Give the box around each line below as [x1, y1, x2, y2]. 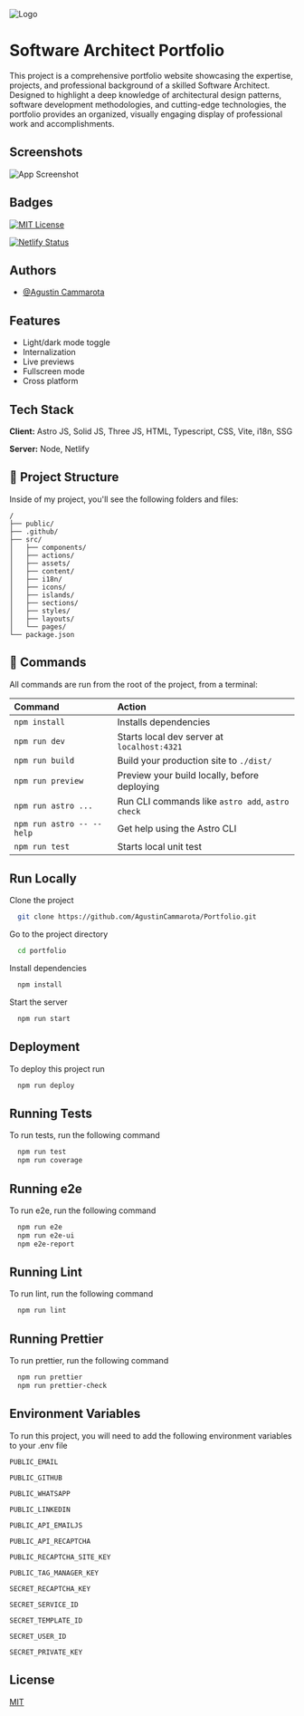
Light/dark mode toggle [22, 337, 111, 348]
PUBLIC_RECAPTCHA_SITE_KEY [9, 1552, 111, 1562]
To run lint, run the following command [9, 1288, 154, 1299]
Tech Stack [9, 401, 74, 417]
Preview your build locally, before [117, 768, 260, 781]
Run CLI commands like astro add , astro [117, 795, 290, 807]
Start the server [9, 997, 68, 1007]
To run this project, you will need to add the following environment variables [9, 1430, 292, 1441]
